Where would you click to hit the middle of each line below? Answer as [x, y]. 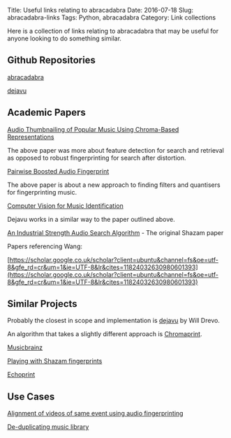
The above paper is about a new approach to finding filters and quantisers [114, 185]
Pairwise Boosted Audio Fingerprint [58, 171]
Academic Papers [46, 113]
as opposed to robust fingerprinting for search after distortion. [97, 158]
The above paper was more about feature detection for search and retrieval [116, 150]
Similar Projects [43, 304]
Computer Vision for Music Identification [65, 206]
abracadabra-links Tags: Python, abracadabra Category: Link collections [112, 17]
